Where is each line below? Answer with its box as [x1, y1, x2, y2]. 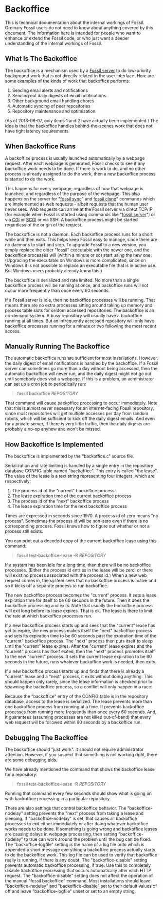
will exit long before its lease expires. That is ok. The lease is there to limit [5, 608, 153, 614]
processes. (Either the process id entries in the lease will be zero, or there [5, 567, 153, 573]
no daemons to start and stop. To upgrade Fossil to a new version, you [5, 241, 146, 247]
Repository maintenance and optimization [12, 108, 96, 114]
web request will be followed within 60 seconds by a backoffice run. [5, 720, 142, 725]
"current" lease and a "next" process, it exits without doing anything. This [5, 674, 153, 680]
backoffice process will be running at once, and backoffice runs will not [5, 282, 148, 288]
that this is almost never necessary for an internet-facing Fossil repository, [5, 405, 154, 411]
